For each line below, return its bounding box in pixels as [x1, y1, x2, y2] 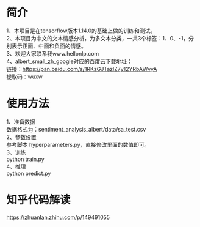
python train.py [6, 155, 45, 163]
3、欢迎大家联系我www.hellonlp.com [6, 50, 99, 57]
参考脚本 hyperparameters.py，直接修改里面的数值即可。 [6, 141, 150, 148]
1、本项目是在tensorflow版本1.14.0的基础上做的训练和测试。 [6, 27, 156, 34]
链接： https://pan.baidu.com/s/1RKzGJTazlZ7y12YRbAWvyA [6, 65, 157, 72]
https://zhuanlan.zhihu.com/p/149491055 [6, 214, 110, 221]
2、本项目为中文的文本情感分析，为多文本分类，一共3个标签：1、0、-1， [6, 34, 189, 42]
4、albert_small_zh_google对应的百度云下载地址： [6, 58, 133, 65]
